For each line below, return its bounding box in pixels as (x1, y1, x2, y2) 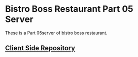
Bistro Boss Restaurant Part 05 (5, 3, 134, 15)
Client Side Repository (5, 44, 75, 52)
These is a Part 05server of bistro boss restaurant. (5, 30, 107, 36)
